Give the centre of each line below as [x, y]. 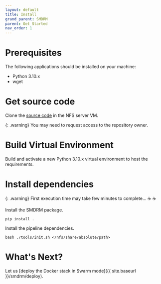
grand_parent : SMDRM [27, 19]
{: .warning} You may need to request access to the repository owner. [77, 125]
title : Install [21, 14]
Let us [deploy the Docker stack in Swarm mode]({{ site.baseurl [71, 271]
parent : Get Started [27, 24]
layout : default [22, 10]
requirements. [19, 164]
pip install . [20, 219]
